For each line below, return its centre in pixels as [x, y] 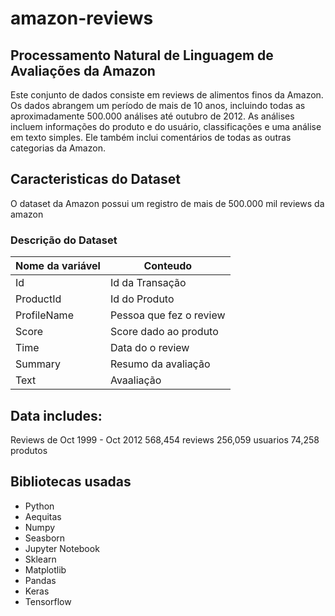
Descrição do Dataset [64, 240]
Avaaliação [135, 380]
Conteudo [168, 266]
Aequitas [43, 516]
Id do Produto [142, 299]
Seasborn [45, 538]
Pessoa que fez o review [167, 315]
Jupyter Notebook [62, 548]
